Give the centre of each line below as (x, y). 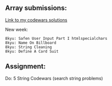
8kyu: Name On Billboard (31, 43)
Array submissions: (36, 8)
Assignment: (26, 67)
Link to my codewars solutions (36, 20)
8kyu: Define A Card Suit (32, 51)
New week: (17, 29)
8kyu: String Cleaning (28, 47)
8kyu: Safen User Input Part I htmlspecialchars (56, 38)
